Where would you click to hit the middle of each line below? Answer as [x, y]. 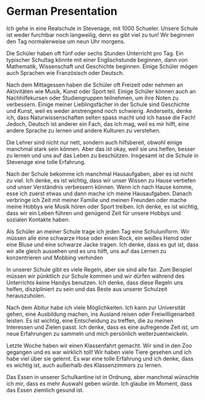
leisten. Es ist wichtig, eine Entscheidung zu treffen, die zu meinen [90, 320]
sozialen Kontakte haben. [38, 219]
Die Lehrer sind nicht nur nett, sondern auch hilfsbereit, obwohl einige [94, 142]
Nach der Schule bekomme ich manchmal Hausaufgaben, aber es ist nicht [100, 174]
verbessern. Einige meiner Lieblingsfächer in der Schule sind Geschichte [98, 104]
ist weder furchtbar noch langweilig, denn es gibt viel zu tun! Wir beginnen [100, 34]
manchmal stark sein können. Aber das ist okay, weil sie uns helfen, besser [101, 149]
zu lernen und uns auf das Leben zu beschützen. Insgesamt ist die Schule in [102, 155]
